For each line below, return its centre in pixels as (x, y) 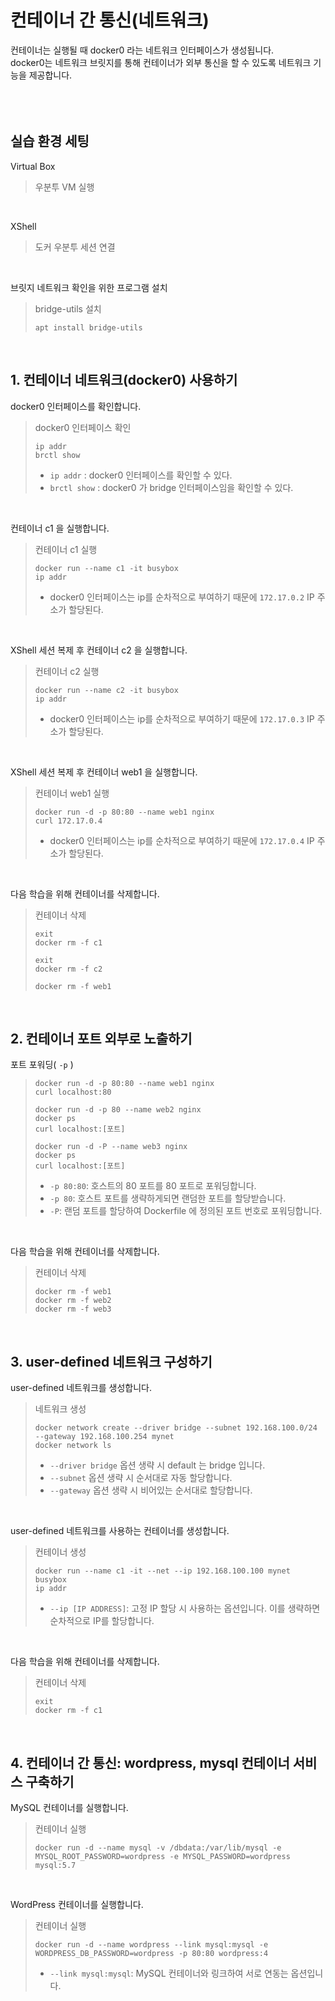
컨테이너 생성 (60, 1552)
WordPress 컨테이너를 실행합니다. (77, 1904)
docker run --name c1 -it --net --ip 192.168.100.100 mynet (162, 1571)
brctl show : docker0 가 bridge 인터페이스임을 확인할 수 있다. (171, 487)
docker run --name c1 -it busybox (106, 568)
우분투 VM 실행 (64, 187)
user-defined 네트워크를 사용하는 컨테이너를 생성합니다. (120, 1531)
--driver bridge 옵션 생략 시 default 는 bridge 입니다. (157, 1465)
